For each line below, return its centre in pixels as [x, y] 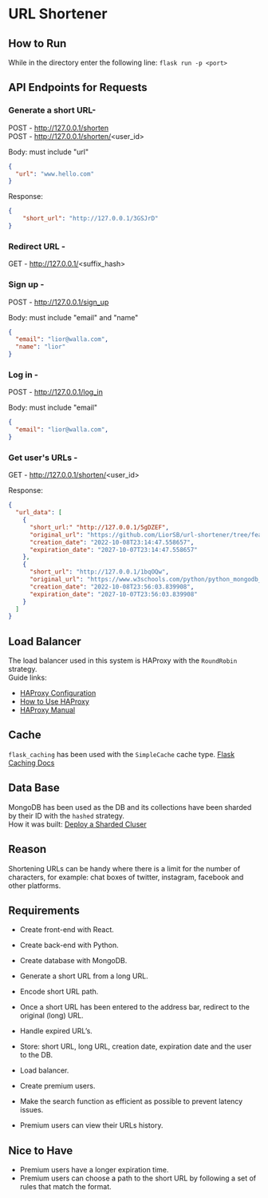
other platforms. [35, 885]
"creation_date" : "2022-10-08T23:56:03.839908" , [112, 587]
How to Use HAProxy [55, 702]
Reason [28, 849]
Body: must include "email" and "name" [73, 317]
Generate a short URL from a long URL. [84, 976]
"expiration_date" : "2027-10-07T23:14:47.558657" [113, 549]
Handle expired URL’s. [56, 1031]
